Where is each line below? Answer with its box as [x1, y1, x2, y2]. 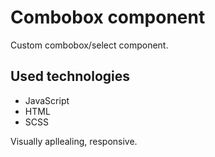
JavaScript [24, 94, 70, 106]
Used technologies [10, 68, 131, 85]
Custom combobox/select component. [10, 39, 169, 51]
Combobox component [10, 6, 206, 29]
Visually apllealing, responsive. [10, 135, 138, 147]
